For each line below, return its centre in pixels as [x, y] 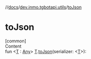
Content [13, 46]
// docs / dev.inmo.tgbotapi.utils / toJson [44, 7]
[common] [16, 41]
